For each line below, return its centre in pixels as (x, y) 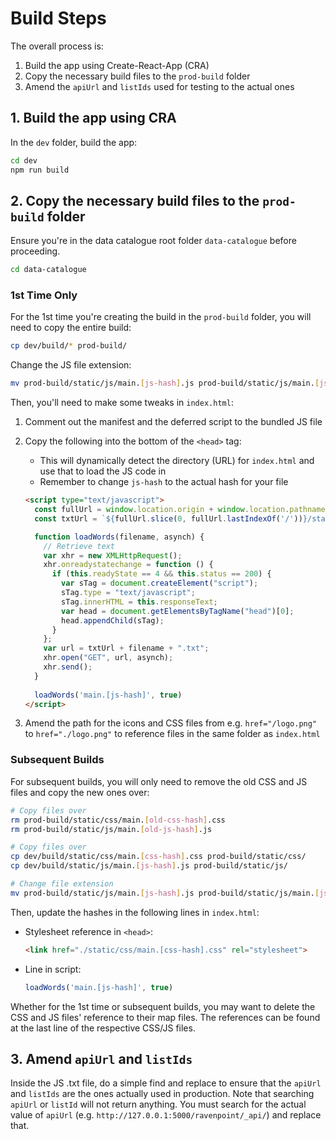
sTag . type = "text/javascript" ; (128, 593)
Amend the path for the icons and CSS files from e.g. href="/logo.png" (171, 723)
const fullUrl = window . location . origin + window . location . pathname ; (182, 510)
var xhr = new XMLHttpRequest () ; (113, 555)
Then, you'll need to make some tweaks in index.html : (122, 403)
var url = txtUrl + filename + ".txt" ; (126, 648)
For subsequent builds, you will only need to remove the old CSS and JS (159, 781)
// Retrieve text (79, 546)
